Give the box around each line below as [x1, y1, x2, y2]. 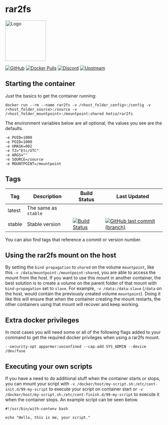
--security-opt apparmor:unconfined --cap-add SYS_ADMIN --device [5, 344, 146, 349]
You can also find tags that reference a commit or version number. [5, 236, 141, 242]
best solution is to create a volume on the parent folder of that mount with [5, 280, 157, 286]
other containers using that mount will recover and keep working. [5, 301, 139, 307]
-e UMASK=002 [5, 143, 32, 148]
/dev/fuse [5, 348, 26, 353]
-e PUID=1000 [5, 135, 32, 140]
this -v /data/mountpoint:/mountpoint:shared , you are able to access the [5, 269, 156, 275]
